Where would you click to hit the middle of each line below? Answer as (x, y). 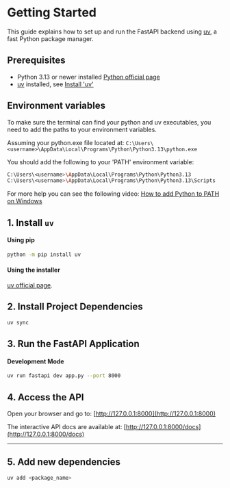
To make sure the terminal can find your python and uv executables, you (109, 122)
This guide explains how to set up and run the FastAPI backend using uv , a (112, 31)
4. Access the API (46, 397)
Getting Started (52, 13)
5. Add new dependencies (64, 462)
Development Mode (36, 361)
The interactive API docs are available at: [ (67, 426)
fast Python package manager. (50, 38)
